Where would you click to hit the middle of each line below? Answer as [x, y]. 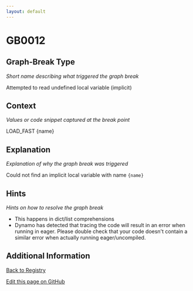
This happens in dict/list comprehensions [64, 219]
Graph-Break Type [40, 62]
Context [21, 106]
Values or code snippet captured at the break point [68, 120]
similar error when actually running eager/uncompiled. [80, 238]
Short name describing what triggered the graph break [72, 76]
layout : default [26, 11]
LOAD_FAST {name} [30, 131]
